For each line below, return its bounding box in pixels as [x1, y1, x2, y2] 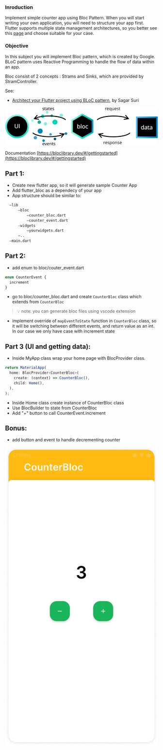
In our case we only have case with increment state [12, 328, 115, 334]
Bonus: [5, 424, 27, 432]
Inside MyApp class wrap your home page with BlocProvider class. [12, 355, 146, 361]
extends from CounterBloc [12, 299, 64, 305]
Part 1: [5, 169, 25, 178]
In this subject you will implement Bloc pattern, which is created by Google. [5, 53, 155, 59]
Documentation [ [5, 150, 39, 156]
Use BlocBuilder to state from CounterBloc [12, 405, 98, 411]
